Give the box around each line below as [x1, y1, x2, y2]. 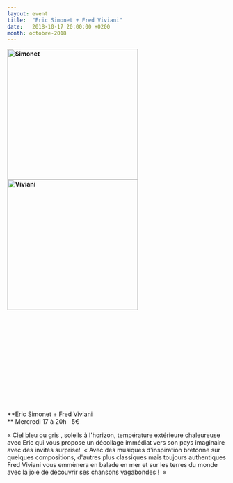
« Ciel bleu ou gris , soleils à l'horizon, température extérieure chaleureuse [7, 431, 220, 439]
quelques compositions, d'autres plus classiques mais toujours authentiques [7, 453, 226, 461]
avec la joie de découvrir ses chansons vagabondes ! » [7, 468, 167, 477]
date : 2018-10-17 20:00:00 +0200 [7, 23, 111, 30]
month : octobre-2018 [7, 29, 67, 37]
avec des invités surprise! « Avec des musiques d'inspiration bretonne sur [7, 446, 220, 454]
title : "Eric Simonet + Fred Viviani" [7, 17, 123, 24]
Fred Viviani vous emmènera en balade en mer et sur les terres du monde [7, 461, 218, 469]
